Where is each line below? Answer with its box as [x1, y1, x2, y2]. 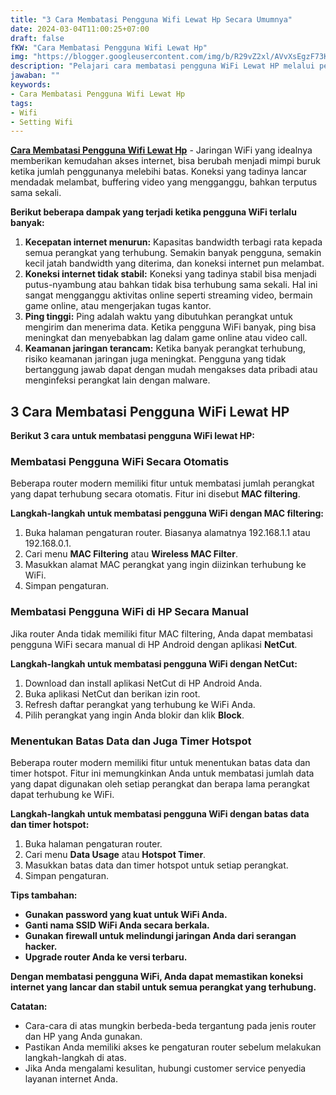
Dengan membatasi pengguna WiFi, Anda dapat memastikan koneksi [10, 970, 303, 982]
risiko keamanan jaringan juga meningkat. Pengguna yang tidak [24, 353, 287, 365]
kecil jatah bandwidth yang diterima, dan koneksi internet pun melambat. [24, 257, 325, 270]
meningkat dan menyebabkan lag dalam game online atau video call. [24, 332, 308, 344]
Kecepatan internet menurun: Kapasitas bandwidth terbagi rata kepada [24, 236, 323, 248]
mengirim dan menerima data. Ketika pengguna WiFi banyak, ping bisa [24, 321, 317, 333]
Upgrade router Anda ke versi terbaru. [24, 951, 188, 963]
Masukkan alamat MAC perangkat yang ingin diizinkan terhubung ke [24, 559, 307, 571]
